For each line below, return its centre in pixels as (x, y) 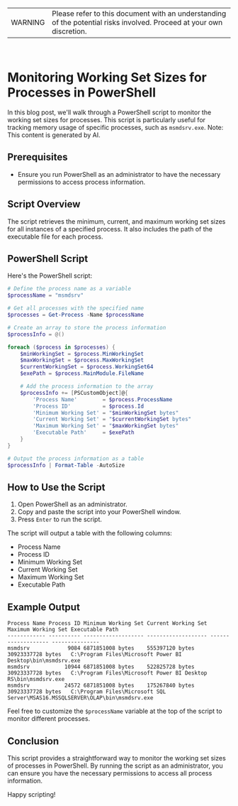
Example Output (44, 607)
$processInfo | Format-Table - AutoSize (66, 465)
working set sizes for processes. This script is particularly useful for (107, 119)
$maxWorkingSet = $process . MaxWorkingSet (82, 360)
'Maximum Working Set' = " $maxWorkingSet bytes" (106, 426)
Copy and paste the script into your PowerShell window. (99, 512)
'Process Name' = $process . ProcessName (103, 399)
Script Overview (44, 204)
